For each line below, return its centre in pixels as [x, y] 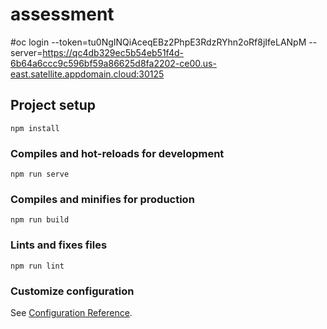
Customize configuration [72, 291]
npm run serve [40, 174]
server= [26, 52]
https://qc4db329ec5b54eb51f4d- [113, 52]
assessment [62, 14]
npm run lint [37, 266]
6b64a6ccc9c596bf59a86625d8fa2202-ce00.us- [113, 63]
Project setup [53, 105]
